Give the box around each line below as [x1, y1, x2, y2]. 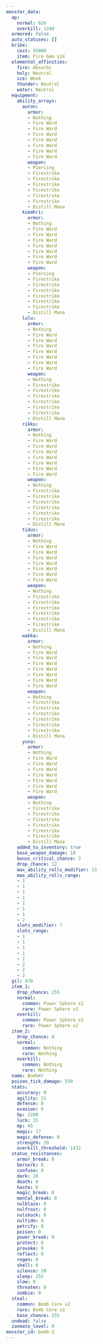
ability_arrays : [17, 98, 58, 104]
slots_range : [17, 928, 49, 934]
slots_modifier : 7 [17, 922, 63, 929]
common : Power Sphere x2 [21, 1017, 84, 1023]
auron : [21, 103, 39, 110]
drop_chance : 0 [17, 1034, 55, 1040]
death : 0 [17, 1179, 39, 1185]
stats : [11, 1084, 28, 1090]
